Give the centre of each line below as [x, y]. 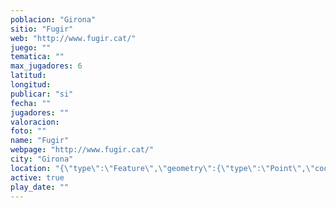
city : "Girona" [42, 159]
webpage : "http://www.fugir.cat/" [82, 150]
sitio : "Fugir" [42, 29]
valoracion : [35, 122]
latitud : [28, 76]
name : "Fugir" [40, 141]
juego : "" [31, 47]
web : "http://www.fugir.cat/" [73, 38]
